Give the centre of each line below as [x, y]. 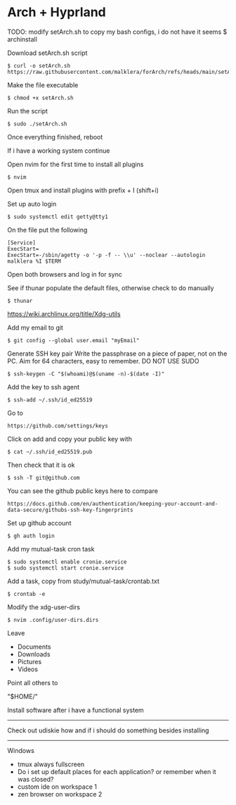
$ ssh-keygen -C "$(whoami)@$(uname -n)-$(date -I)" [86, 374]
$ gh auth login [31, 536]
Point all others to [33, 682]
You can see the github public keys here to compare [83, 491]
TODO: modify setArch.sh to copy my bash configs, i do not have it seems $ [117, 32]
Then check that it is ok [41, 465]
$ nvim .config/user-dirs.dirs [53, 620]
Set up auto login [32, 204]
